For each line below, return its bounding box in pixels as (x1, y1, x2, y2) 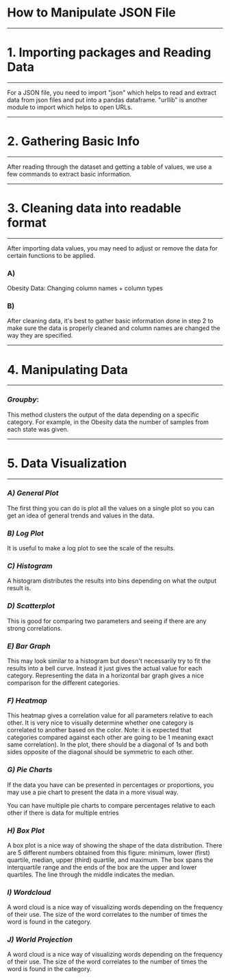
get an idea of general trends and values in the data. (7, 511, 155, 520)
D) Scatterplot (7, 601, 55, 611)
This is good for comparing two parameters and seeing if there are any (7, 616, 207, 625)
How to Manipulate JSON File (7, 5, 177, 21)
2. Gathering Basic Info (7, 134, 140, 149)
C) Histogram (7, 561, 53, 571)
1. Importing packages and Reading (7, 45, 212, 60)
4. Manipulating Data (7, 362, 129, 377)
